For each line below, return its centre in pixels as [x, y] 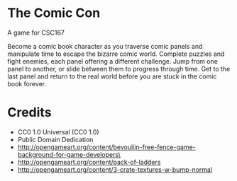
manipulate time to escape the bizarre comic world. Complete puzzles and [116, 54]
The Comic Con [54, 13]
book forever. [27, 83]
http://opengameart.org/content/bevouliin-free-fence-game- [107, 147]
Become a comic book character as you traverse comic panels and [105, 46]
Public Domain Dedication [55, 139]
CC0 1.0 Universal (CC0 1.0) [58, 132]
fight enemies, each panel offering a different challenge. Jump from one [113, 61]
